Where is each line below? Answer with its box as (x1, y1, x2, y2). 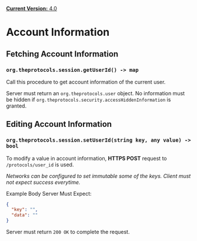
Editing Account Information (6, 119, 112, 129)
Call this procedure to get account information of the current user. (6, 78, 166, 85)
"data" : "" (11, 212, 38, 218)
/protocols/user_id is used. (6, 161, 74, 168)
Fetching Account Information (6, 49, 119, 59)
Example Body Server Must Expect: (6, 190, 92, 197)
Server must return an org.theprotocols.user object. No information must (6, 89, 185, 96)
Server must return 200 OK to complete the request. (6, 229, 130, 236)
